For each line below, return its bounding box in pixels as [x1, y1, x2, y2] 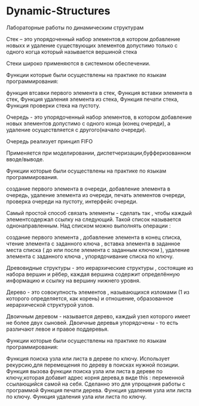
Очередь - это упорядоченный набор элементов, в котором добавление [6, 113, 192, 121]
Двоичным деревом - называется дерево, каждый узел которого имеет [6, 312, 191, 320]
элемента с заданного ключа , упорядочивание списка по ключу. [6, 253, 174, 260]
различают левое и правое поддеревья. [6, 325, 109, 333]
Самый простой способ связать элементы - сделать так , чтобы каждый [6, 209, 192, 216]
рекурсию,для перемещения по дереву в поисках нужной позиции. [6, 361, 180, 368]
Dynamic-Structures [6, 4, 111, 18]
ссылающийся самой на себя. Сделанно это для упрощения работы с [6, 380, 186, 387]
